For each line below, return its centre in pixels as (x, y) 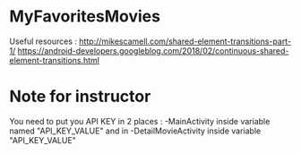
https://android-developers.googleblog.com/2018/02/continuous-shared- (153, 50)
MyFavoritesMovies (85, 17)
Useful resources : (43, 41)
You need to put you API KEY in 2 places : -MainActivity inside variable (140, 121)
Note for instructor (80, 97)
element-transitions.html (55, 60)
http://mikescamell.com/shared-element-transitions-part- (185, 41)
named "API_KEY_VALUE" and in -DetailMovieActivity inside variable (135, 131)
